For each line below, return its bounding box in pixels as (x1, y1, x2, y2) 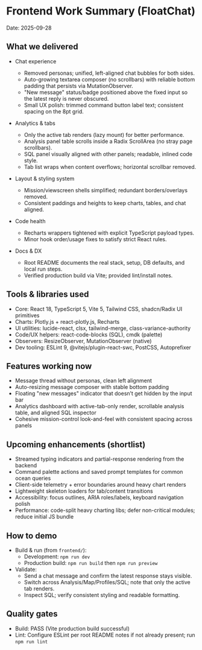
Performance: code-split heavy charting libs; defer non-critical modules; (14, 506, 195, 514)
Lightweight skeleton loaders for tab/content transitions (14, 487, 153, 495)
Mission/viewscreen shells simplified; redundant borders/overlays (24, 186, 188, 194)
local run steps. (24, 265, 63, 273)
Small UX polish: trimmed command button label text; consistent (24, 101, 184, 109)
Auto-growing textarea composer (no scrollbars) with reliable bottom (24, 75, 195, 83)
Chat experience (14, 57, 57, 65)
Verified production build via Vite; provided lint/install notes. (24, 271, 173, 279)
